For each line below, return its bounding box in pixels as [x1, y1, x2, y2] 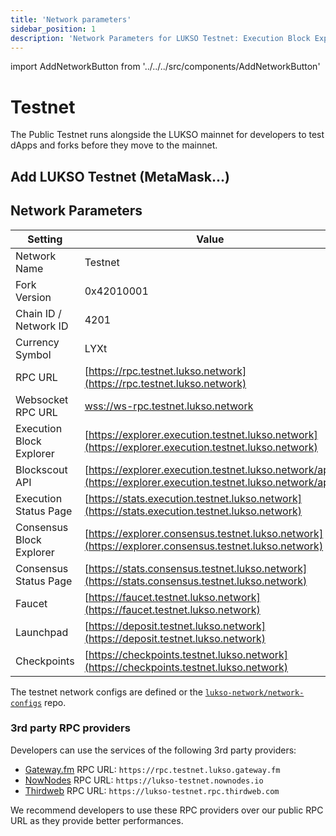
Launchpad [15, 625, 69, 639]
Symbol [15, 347, 52, 361]
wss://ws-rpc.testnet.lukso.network [84, 399, 254, 413]
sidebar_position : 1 [10, 24, 97, 34]
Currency [15, 335, 60, 349]
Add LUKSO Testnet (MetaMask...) [10, 168, 230, 185]
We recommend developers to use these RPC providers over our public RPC [10, 804, 324, 816]
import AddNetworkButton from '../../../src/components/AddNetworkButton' [10, 61, 321, 73]
